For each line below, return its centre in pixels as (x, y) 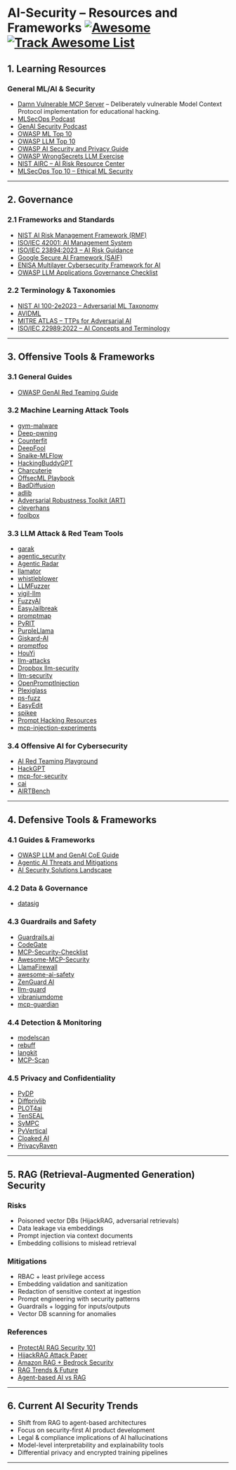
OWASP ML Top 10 (45, 133)
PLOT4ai (29, 1108)
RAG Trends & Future (48, 1370)
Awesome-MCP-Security (53, 959)
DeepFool (31, 448)
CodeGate (32, 944)
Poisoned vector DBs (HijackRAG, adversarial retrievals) (98, 1221)
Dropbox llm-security (48, 668)
